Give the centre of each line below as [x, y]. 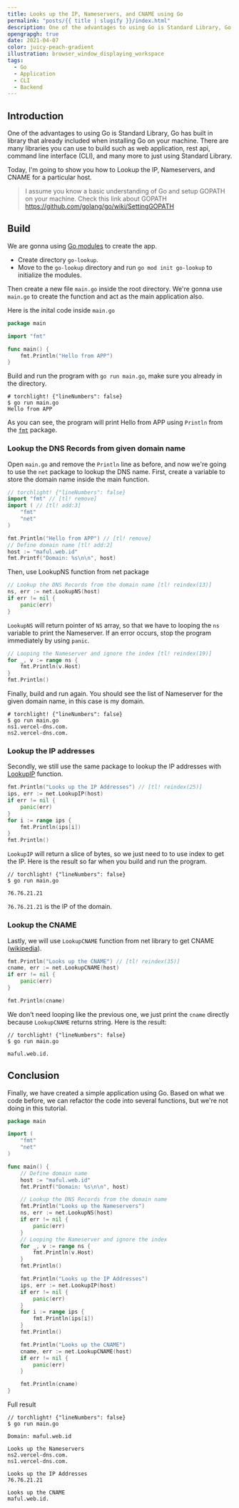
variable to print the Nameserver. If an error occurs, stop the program [110, 633]
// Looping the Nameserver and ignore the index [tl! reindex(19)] [110, 653]
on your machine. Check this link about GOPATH [96, 199]
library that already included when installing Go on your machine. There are [118, 141]
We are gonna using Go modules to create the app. [82, 246]
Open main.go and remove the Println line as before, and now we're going [117, 464]
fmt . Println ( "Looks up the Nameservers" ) [82, 1206]
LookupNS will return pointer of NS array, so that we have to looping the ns [113, 625]
